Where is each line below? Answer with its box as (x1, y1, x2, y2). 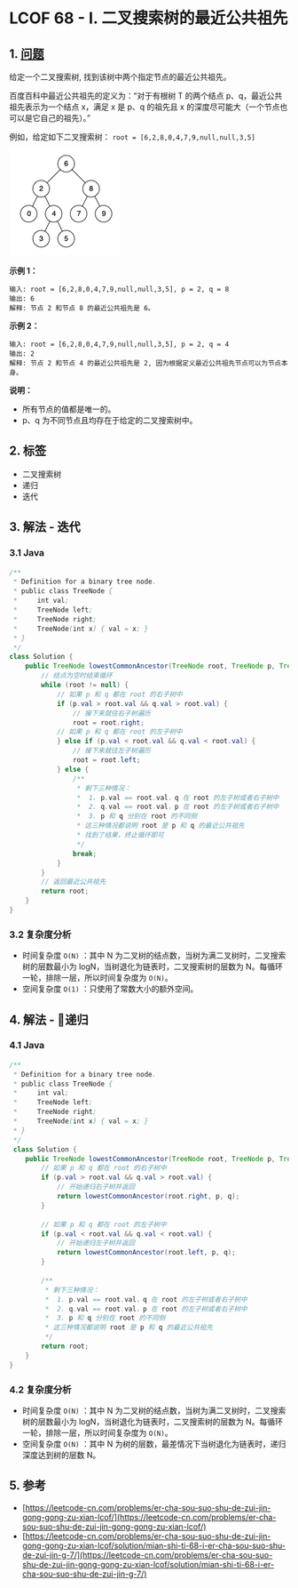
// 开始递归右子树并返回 (56, 1183, 136, 1191)
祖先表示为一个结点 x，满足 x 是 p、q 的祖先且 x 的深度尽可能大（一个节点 (9, 101, 280, 112)
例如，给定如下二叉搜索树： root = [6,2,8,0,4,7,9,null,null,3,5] (9, 132, 255, 142)
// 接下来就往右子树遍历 (72, 709, 151, 718)
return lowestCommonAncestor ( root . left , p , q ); (56, 1248, 237, 1257)
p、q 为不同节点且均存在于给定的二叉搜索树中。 (21, 415, 198, 425)
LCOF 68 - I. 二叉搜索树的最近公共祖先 (9, 8, 288, 28)
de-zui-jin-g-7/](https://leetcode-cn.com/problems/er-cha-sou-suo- (21, 1549, 273, 1560)
